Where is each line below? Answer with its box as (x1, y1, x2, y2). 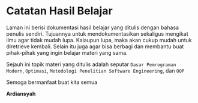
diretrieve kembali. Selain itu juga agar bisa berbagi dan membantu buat (6, 43, 184, 50)
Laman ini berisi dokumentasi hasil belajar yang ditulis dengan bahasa (6, 24, 179, 31)
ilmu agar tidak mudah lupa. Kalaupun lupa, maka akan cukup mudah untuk (6, 36, 192, 43)
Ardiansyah (6, 90, 36, 97)
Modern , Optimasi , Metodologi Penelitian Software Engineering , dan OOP (6, 67, 185, 74)
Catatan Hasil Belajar (6, 4, 113, 18)
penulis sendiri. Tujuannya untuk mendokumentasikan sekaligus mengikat (6, 30, 188, 37)
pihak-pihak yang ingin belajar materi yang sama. (6, 49, 128, 56)
